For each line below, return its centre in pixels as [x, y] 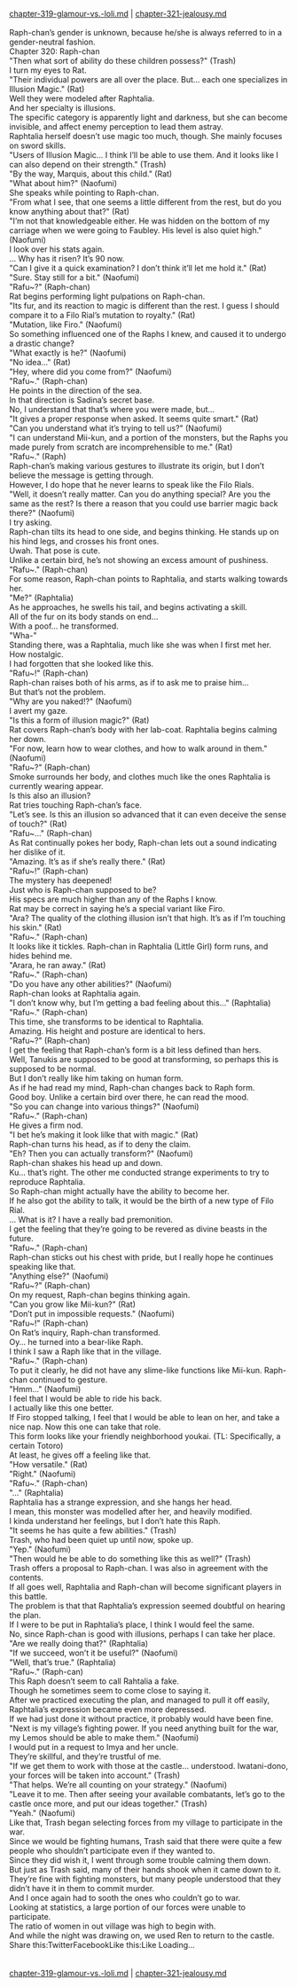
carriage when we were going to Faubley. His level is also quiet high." [136, 230]
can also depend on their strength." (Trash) [88, 164]
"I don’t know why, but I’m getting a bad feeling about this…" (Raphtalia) [140, 1003]
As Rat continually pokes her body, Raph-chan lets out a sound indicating [143, 843]
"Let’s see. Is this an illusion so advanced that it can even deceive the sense [148, 814]
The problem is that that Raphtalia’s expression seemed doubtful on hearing [147, 1606]
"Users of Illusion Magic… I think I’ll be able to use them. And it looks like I [144, 155]
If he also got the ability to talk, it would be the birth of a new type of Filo [142, 1201]
